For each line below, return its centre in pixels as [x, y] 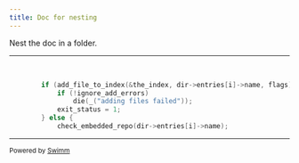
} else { [57, 118]
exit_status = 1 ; [89, 110]
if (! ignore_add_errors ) [103, 93]
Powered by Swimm [40, 151]
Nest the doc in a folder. [53, 43]
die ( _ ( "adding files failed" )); [133, 102]
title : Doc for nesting [53, 17]
